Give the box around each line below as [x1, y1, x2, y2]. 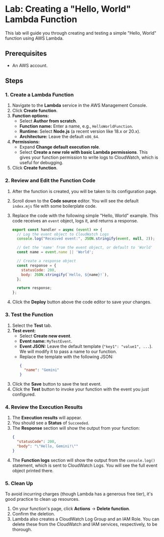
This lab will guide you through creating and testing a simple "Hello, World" [5, 30, 157, 36]
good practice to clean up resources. [5, 496, 80, 502]
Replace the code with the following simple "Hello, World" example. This [12, 212, 158, 219]
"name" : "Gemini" [23, 367, 60, 373]
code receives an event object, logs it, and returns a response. [12, 218, 139, 223]
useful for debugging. [19, 160, 64, 166]
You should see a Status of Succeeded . [12, 420, 90, 426]
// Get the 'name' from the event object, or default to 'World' [17, 245, 153, 250]
